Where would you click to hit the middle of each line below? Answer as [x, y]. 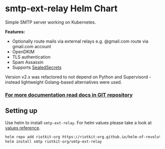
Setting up [21, 111]
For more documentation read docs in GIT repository [69, 95]
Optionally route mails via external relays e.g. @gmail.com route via [80, 41]
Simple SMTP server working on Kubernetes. [51, 22]
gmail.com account [32, 46]
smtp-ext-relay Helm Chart [61, 9]
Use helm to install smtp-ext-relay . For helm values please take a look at [79, 122]
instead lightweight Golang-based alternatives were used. [64, 82]
